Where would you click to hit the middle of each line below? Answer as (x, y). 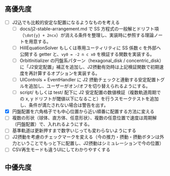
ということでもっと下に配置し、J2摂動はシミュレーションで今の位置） (90, 143)
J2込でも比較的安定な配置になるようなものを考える (66, 22)
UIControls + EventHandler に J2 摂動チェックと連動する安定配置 (88, 80)
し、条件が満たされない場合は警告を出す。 (64, 105)
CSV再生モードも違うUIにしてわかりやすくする (61, 150)
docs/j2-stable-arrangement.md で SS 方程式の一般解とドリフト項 (89, 28)
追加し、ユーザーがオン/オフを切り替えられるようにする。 (90, 86)
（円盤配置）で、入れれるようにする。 (52, 124)
